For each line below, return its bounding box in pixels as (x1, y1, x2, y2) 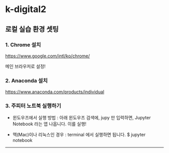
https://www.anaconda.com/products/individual (5, 89, 105, 95)
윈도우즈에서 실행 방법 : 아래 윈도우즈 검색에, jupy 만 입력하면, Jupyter (12, 115, 151, 121)
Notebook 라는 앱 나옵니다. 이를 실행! (12, 121, 87, 127)
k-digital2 (5, 4, 47, 15)
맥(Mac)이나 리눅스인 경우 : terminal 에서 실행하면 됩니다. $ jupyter (12, 132, 146, 138)
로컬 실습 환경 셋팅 (5, 25, 59, 33)
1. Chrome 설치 (5, 41, 41, 48)
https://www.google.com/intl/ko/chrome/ (5, 53, 90, 59)
